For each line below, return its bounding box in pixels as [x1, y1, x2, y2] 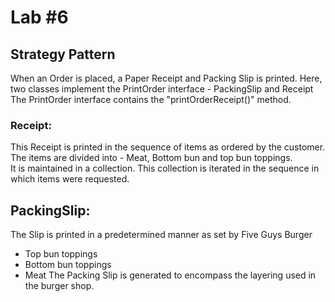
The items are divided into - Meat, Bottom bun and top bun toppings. [10, 152, 293, 164]
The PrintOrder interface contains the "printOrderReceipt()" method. [10, 94, 292, 105]
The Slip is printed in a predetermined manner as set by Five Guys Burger [10, 229, 313, 241]
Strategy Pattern [10, 46, 116, 63]
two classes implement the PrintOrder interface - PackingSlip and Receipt [10, 83, 314, 95]
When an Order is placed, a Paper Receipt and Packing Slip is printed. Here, [10, 72, 323, 84]
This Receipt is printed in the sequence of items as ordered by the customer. [10, 141, 326, 153]
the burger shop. [24, 280, 95, 292]
